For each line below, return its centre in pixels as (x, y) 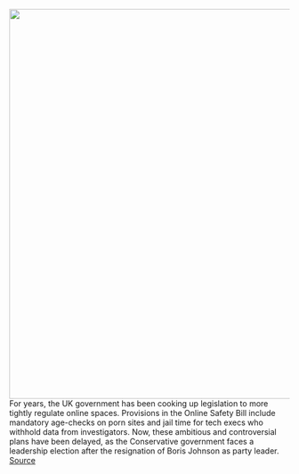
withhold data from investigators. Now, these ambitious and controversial (143, 432)
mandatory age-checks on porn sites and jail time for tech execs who (137, 422)
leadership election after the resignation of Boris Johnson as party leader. (144, 451)
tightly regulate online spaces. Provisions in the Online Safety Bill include (142, 413)
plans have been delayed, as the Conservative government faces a (132, 441)
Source (22, 460)
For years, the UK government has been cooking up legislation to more (139, 404)
